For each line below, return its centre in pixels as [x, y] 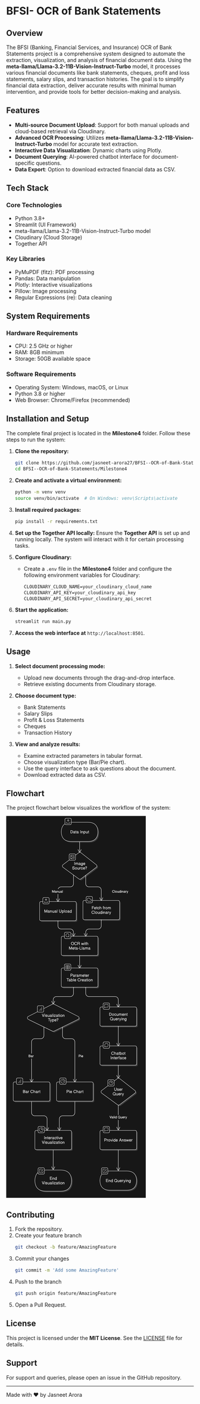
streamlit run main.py [43, 621]
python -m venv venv [40, 492]
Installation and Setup [48, 419]
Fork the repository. [39, 1229]
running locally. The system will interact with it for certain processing [99, 539]
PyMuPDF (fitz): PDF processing [54, 272]
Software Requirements [41, 374]
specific [24, 163]
